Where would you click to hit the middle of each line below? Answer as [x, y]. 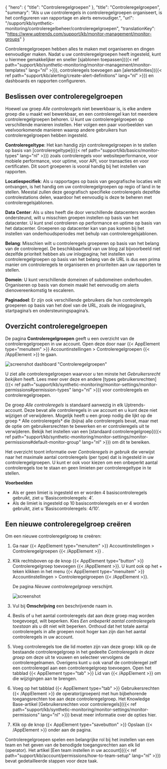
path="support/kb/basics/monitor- [124, 150]
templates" [16, 70]
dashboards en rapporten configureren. [46, 81]
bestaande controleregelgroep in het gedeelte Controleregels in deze [83, 652]
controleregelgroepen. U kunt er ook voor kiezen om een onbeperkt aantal [82, 462]
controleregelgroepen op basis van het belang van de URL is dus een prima [83, 259]
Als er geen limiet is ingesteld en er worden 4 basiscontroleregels [80, 492]
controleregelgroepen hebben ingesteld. [47, 135]
